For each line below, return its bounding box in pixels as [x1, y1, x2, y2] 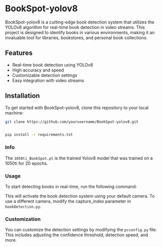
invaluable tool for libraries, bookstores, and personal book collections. [5, 35, 148, 41]
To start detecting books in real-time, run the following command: [5, 183, 137, 189]
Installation [5, 91, 40, 100]
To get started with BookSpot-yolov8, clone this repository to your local [5, 105, 149, 111]
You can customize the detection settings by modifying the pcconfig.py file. [5, 227, 157, 233]
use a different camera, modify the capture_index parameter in [5, 198, 131, 204]
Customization [5, 216, 41, 223]
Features [5, 49, 33, 57]
